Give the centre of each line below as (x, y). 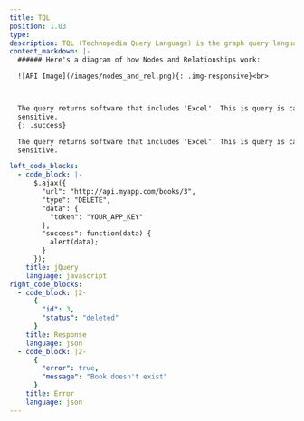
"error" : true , (71, 368)
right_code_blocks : (46, 284)
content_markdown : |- (50, 52)
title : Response (57, 335)
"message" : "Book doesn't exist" (105, 377)
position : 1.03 (38, 26)
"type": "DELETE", (76, 200)
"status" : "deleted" (81, 318)
